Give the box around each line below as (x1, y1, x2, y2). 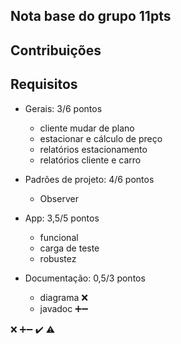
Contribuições (10, 42, 102, 59)
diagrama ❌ (39, 291, 88, 303)
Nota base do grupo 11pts (10, 8, 172, 25)
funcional (39, 231, 79, 243)
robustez (39, 252, 77, 264)
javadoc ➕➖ (39, 302, 89, 314)
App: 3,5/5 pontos (24, 212, 100, 224)
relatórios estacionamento (39, 143, 148, 155)
